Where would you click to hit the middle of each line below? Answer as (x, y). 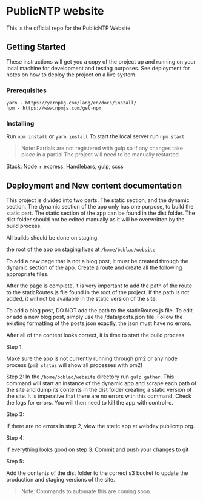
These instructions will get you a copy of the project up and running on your (101, 61)
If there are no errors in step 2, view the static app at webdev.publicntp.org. (101, 426)
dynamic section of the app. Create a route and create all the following (94, 267)
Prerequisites (26, 90)
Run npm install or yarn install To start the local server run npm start (95, 136)
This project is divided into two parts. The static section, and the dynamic (98, 200)
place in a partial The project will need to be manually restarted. (101, 155)
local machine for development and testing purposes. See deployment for (98, 68)
